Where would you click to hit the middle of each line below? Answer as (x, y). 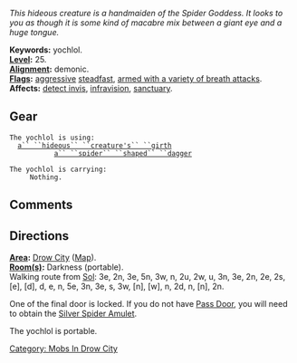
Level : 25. (28, 59)
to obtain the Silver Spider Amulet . (73, 314)
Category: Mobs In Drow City (63, 349)
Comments (41, 205)
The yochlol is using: (52, 138)
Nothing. (46, 177)
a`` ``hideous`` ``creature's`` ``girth (95, 145)
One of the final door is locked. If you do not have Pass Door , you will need (148, 304)
